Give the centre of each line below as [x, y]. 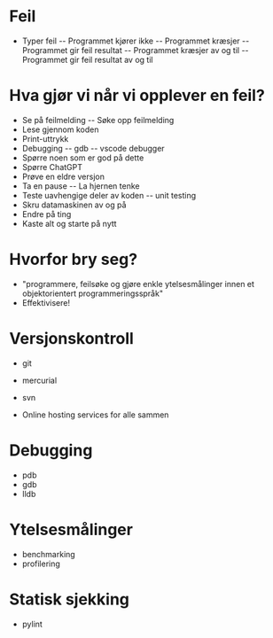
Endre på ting [47, 214]
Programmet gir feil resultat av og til [87, 59]
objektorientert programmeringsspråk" [93, 293]
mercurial [39, 380]
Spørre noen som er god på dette [83, 158]
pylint [32, 624]
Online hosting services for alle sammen [95, 415]
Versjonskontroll [72, 338]
